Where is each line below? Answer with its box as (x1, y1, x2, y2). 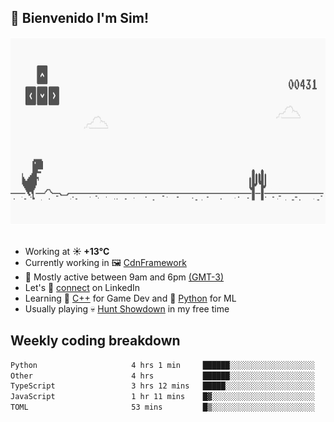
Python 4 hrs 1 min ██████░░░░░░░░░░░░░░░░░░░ (10, 360, 315, 370)
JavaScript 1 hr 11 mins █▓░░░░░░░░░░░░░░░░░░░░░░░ (10, 392, 315, 402)
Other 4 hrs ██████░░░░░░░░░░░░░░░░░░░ (10, 371, 315, 381)
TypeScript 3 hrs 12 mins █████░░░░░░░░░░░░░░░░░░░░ (10, 381, 315, 391)
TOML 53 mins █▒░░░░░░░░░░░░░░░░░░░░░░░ (10, 402, 315, 413)
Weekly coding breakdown (10, 332, 181, 350)
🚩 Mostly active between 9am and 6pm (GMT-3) (24, 271, 225, 283)
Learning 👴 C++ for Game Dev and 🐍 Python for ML (24, 292, 237, 304)
